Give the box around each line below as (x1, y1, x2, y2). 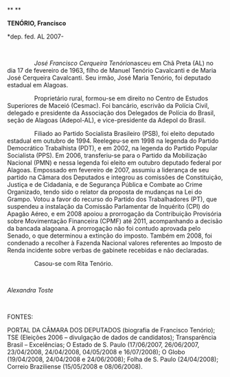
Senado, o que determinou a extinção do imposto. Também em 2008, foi (7, 231, 213, 240)
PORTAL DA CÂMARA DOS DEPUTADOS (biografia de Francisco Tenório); (7, 326, 216, 334)
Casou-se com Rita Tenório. (34, 260, 113, 267)
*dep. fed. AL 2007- (7, 32, 64, 41)
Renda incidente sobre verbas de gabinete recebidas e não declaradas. (7, 247, 209, 254)
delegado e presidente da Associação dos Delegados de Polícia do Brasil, (7, 109, 216, 117)
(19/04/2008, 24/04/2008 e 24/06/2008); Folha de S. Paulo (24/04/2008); (7, 355, 218, 363)
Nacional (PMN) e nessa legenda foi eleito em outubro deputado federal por (7, 159, 222, 167)
